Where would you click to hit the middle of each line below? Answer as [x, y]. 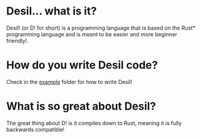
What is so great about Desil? [81, 106]
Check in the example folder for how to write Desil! [69, 82]
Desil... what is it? [52, 11]
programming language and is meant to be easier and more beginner [92, 34]
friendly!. [18, 40]
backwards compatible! [35, 129]
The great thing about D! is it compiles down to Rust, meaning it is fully [94, 123]
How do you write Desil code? [82, 65]
